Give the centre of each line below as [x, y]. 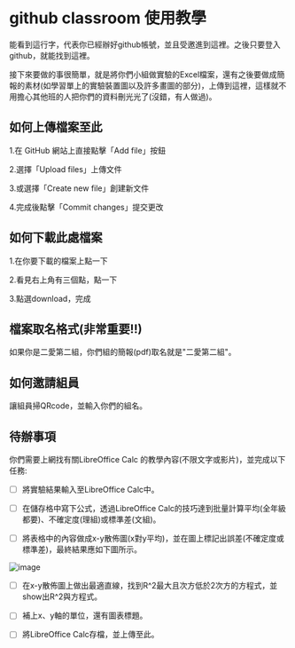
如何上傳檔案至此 [56, 127]
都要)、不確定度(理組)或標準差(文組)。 [91, 519]
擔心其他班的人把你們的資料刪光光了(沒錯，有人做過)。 [116, 96]
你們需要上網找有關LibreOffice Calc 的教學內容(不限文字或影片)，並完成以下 [147, 459]
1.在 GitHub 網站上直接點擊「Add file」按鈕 [88, 150]
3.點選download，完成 [50, 298]
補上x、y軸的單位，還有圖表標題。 [85, 616]
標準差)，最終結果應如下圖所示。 [82, 549]
